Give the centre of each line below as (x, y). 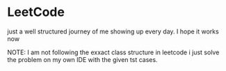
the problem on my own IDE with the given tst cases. (82, 59)
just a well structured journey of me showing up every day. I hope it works (113, 31)
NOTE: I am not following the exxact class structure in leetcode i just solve (113, 52)
